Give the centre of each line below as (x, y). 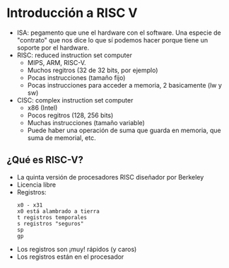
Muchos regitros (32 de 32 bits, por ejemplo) (93, 70)
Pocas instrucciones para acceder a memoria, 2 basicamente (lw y (124, 85)
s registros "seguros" (50, 223)
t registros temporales (52, 217)
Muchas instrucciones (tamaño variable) (86, 122)
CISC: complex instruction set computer (75, 100)
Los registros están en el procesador (70, 257)
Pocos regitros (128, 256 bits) (70, 115)
